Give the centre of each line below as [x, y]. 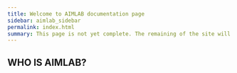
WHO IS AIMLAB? [47, 62]
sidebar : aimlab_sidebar [44, 21]
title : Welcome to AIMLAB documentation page [76, 14]
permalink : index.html [41, 27]
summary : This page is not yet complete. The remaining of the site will [119, 34]
